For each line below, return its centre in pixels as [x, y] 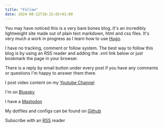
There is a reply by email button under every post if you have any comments [82, 68]
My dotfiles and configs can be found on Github [53, 111]
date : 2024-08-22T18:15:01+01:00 [39, 14]
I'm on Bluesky [20, 92]
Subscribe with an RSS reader [35, 120]
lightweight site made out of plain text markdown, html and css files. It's [77, 33]
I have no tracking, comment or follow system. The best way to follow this [79, 48]
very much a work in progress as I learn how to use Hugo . [63, 38]
